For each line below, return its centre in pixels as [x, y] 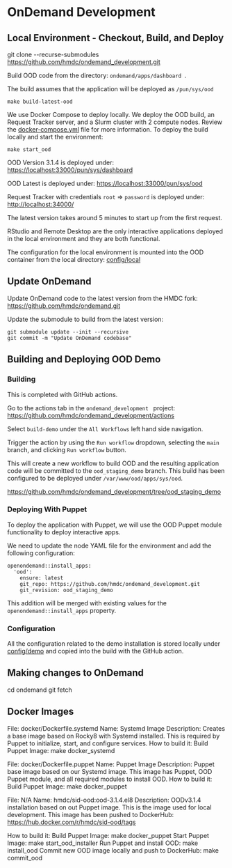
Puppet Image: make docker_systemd [61, 750]
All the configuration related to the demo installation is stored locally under [114, 644]
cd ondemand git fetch [40, 690]
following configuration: [41, 553]
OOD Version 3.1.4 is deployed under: [61, 162]
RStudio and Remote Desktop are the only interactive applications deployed [115, 231]
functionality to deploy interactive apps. [64, 532]
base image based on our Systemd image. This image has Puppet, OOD [110, 771]
